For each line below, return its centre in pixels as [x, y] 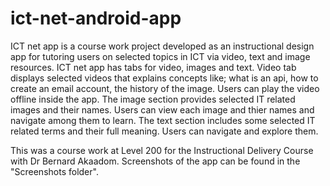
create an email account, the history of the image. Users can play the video [165, 88]
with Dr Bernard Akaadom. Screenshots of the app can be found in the [155, 161]
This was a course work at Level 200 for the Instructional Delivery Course [162, 150]
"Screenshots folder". [54, 171]
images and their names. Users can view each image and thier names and [162, 109]
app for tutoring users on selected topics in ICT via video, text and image [160, 56]
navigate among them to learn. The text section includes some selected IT [163, 120]
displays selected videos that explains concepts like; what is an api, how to [164, 78]
